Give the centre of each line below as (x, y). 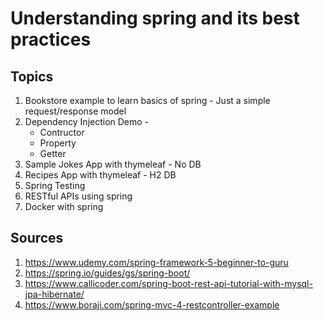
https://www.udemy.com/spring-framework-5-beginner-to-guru (156, 262)
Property (58, 143)
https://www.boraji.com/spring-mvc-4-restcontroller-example (152, 304)
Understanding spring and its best (155, 18)
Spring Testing (55, 185)
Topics (32, 76)
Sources (37, 238)
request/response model (75, 111)
